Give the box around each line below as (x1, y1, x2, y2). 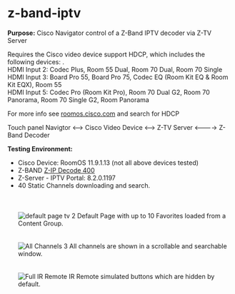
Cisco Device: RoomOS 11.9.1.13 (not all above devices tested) (17, 158, 199, 167)
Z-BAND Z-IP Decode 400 (17, 166, 95, 174)
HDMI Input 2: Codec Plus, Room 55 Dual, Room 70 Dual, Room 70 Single (7, 65, 223, 73)
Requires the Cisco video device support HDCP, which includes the (7, 50, 206, 59)
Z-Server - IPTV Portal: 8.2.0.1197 (17, 173, 116, 182)
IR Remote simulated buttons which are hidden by (69, 272, 215, 280)
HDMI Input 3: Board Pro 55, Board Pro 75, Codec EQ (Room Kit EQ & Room (7, 73, 229, 81)
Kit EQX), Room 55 (7, 80, 62, 88)
